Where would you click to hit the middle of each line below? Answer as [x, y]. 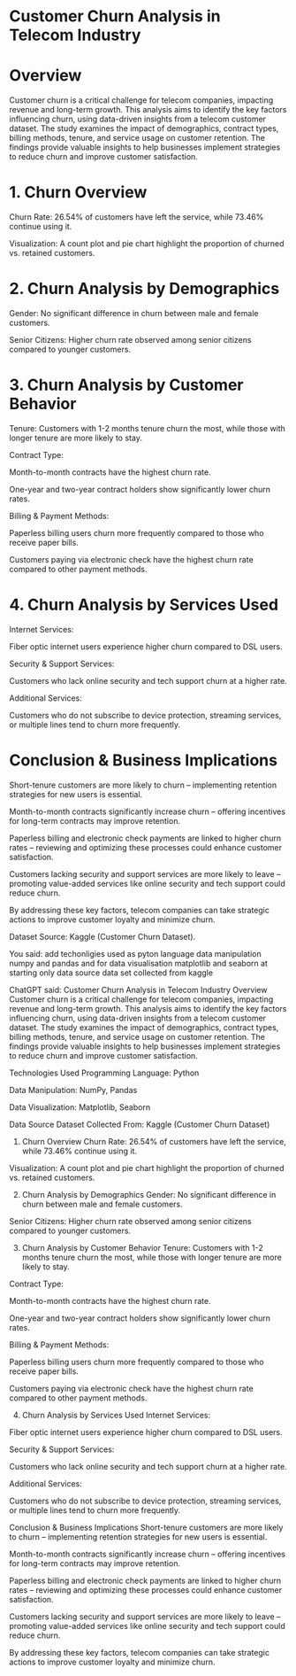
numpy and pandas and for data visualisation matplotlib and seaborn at [138, 963]
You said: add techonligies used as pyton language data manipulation [136, 953]
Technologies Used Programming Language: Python [104, 1073]
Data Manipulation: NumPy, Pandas [73, 1090]
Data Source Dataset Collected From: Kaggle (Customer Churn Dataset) [140, 1124]
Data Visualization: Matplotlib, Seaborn [80, 1107]
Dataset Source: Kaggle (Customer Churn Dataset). [102, 936]
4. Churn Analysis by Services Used [144, 605]
